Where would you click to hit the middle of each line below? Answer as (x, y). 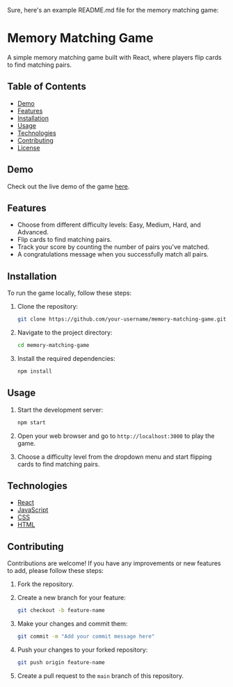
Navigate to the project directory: (65, 332)
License (29, 147)
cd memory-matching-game (53, 346)
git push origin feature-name (61, 662)
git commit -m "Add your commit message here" (86, 636)
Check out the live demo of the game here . (69, 186)
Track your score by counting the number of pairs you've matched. (113, 247)
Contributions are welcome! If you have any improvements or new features (114, 563)
